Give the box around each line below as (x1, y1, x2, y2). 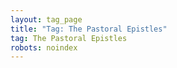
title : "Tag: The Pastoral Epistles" (10, 24, 168, 34)
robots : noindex (10, 42, 78, 53)
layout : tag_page (10, 14, 83, 25)
